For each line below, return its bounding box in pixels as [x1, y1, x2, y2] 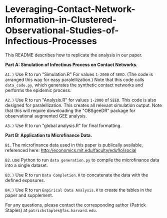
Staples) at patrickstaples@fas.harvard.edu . [5, 207, 97, 213]
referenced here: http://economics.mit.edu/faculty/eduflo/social [5, 147, 136, 153]
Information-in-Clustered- [5, 14, 117, 25]
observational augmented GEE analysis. [5, 112, 87, 118]
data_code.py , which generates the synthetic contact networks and [5, 81, 143, 88]
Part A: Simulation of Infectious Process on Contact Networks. [5, 61, 138, 67]
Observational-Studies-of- [5, 25, 119, 36]
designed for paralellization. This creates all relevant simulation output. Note [5, 102, 162, 108]
